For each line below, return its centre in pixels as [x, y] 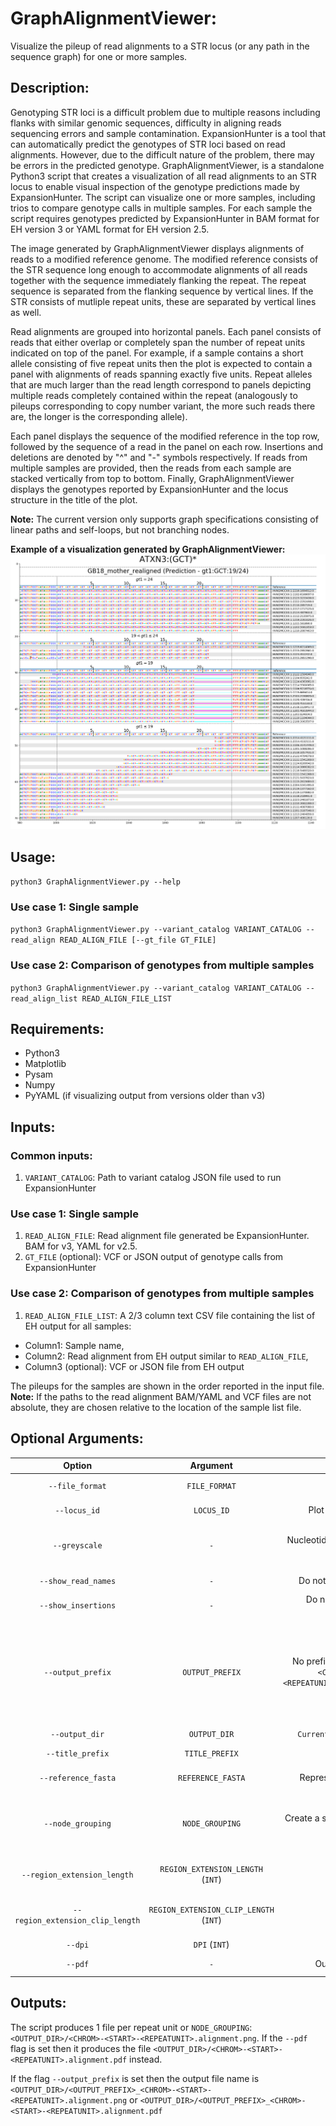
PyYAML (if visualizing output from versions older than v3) [145, 1096]
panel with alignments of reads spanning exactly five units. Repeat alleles [161, 374]
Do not [312, 1580]
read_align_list [44, 998]
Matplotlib [45, 1064]
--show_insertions [78, 1605]
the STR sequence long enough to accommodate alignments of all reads [159, 269]
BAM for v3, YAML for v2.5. [81, 1246]
